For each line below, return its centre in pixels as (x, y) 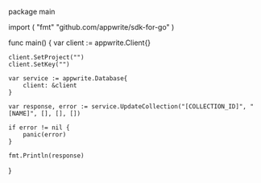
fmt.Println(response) (46, 156)
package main (32, 12)
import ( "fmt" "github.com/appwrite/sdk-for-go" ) (91, 27)
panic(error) (45, 135)
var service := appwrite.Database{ (68, 79)
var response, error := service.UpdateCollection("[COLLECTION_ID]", (128, 107)
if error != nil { (39, 128)
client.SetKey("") (39, 64)
